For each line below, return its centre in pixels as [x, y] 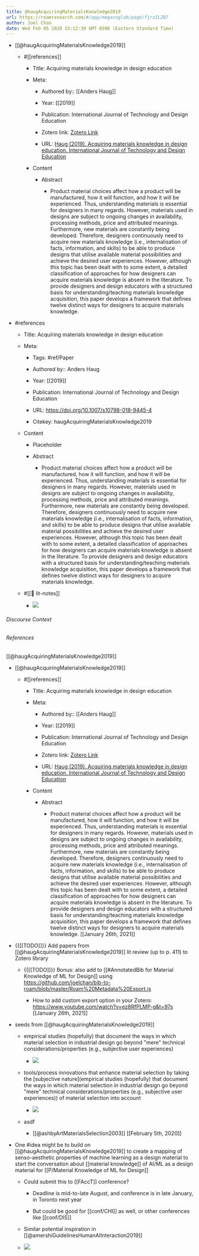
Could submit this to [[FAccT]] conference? [76, 1182]
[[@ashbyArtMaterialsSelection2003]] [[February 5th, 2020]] [107, 1133]
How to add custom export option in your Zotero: [92, 1000]
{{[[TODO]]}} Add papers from [52, 946]
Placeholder [47, 445]
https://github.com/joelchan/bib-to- [67, 983]
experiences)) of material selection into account [82, 1098]
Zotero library [31, 958]
